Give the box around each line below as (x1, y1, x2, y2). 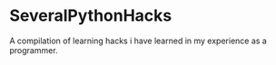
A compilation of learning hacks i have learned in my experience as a (9, 35, 268, 46)
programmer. (9, 44, 58, 55)
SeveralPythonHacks (9, 5, 172, 26)
